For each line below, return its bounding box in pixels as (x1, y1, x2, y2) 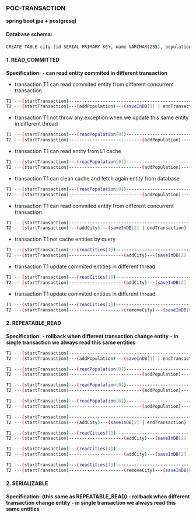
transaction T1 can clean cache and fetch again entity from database (14, 175, 180, 182)
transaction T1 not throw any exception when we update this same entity (14, 114, 189, 121)
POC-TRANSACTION (6, 4, 66, 12)
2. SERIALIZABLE (6, 480, 48, 487)
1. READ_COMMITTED (6, 56, 60, 63)
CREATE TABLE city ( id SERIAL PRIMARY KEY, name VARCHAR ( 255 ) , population (6, 44, 192, 50)
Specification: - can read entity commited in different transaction (6, 69, 168, 77)
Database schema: (6, 30, 52, 37)
